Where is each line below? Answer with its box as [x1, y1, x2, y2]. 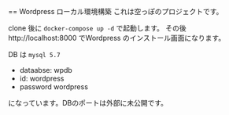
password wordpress [19, 82, 89, 92]
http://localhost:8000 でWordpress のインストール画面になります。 [8, 34, 226, 42]
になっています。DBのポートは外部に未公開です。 [8, 99, 168, 107]
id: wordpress [19, 74, 65, 83]
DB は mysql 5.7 [8, 50, 61, 59]
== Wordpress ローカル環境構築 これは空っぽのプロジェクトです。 [8, 7, 223, 16]
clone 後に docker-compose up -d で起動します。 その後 [8, 23, 187, 33]
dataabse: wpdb [19, 66, 72, 74]
